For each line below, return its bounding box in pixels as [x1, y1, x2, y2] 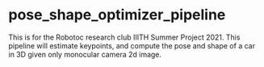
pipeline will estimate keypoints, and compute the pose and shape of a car [8, 40, 256, 50]
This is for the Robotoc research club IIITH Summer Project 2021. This [8, 32, 241, 42]
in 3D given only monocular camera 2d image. [8, 49, 162, 59]
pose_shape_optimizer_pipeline [8, 6, 226, 24]
